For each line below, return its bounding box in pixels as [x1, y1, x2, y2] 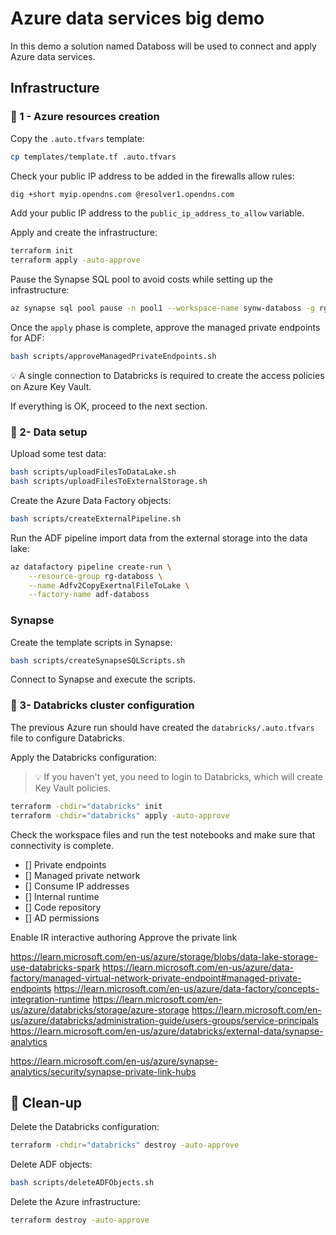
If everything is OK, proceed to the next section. [10, 400, 208, 412]
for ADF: [10, 332, 45, 344]
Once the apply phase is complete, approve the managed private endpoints [10, 322, 321, 333]
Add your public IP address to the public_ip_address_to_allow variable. [10, 207, 305, 219]
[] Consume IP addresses [24, 880, 130, 892]
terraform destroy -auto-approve [10, 1215, 150, 1226]
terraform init [10, 246, 74, 256]
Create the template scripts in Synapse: [10, 636, 173, 648]
